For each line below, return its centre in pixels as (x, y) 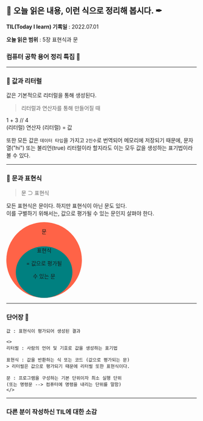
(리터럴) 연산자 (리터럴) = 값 (39, 128)
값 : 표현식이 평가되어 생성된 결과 (43, 331)
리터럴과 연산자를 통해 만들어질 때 (61, 108)
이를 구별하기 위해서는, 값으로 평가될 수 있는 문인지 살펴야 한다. (80, 213)
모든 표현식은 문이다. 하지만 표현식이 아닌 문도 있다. (66, 205)
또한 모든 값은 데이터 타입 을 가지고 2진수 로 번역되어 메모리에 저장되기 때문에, (94, 141)
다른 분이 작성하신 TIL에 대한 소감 (52, 412)
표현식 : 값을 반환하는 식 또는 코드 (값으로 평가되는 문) (68, 360)
